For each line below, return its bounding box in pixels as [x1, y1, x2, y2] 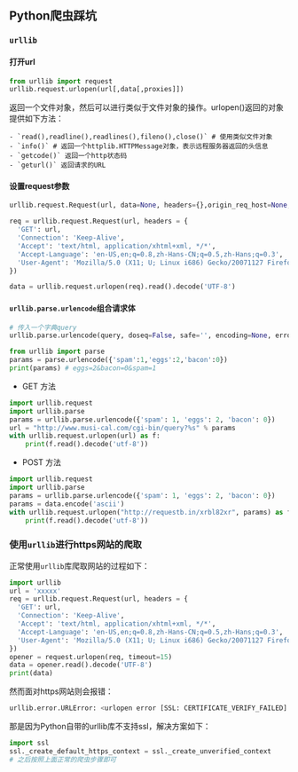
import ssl [9, 739, 50, 748]
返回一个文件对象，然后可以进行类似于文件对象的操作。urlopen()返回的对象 [9, 102, 284, 113]
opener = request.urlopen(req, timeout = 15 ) [9, 652, 173, 661]
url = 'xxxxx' [9, 587, 62, 595]
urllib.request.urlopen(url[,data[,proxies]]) [9, 85, 184, 94]
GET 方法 [21, 381, 56, 391]
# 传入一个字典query [9, 323, 77, 332]
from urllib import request [9, 76, 114, 86]
